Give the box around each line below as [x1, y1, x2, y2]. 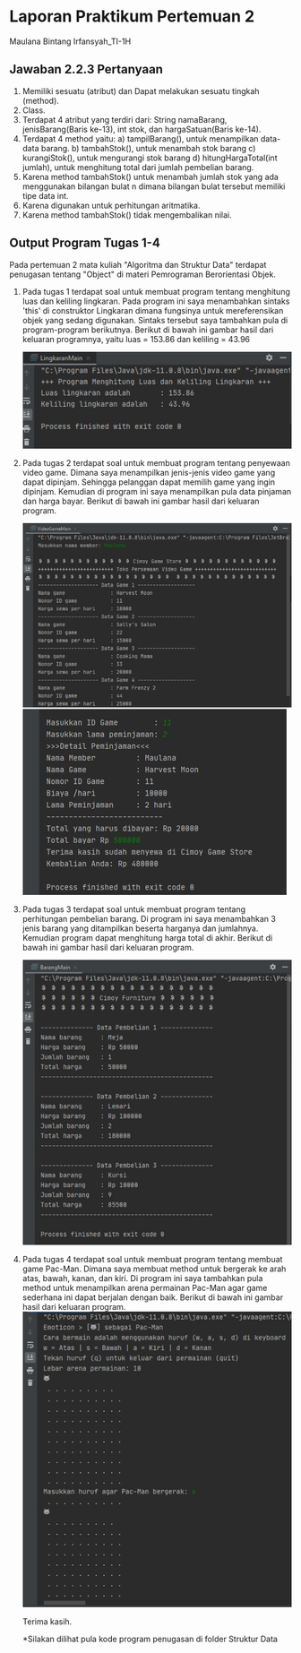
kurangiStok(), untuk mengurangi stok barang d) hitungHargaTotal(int [21, 152, 278, 163]
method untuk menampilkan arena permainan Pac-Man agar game [21, 1283, 268, 1294]
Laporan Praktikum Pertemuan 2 [9, 6, 255, 27]
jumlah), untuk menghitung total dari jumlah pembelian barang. [21, 161, 254, 172]
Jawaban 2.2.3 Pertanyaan [9, 62, 164, 77]
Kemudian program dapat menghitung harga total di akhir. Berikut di [21, 933, 273, 943]
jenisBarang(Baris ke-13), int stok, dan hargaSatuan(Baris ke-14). [21, 124, 262, 134]
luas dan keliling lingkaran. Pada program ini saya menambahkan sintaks [21, 296, 290, 306]
